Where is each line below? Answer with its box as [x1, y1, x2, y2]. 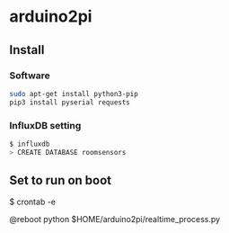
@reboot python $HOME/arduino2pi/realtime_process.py [9, 214, 221, 225]
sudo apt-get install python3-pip [9, 89, 139, 98]
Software [9, 69, 51, 82]
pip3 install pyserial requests [9, 97, 130, 107]
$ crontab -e [9, 196, 57, 208]
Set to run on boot [9, 173, 112, 188]
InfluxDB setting [9, 119, 82, 131]
